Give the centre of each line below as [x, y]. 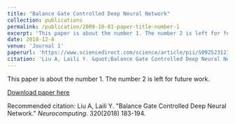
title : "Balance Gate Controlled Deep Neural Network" [89, 14]
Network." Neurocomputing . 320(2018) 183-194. [77, 113]
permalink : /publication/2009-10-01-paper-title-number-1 [93, 26]
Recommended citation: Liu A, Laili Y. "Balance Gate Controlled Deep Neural [117, 106]
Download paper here [38, 92]
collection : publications [45, 20]
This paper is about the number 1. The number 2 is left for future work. [109, 79]
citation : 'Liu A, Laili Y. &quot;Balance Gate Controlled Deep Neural [114, 59]
